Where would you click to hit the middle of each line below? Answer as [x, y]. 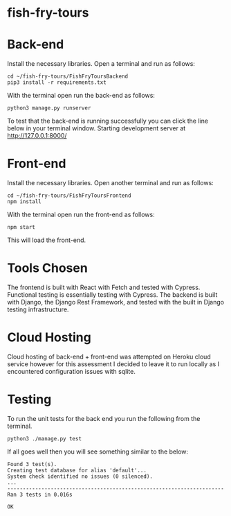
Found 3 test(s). [32, 464]
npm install [24, 202]
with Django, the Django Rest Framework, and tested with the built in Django [116, 302]
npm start [21, 227]
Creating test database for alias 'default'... [77, 470]
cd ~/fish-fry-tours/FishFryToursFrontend [69, 196]
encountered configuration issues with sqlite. [72, 371]
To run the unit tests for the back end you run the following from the [104, 418]
